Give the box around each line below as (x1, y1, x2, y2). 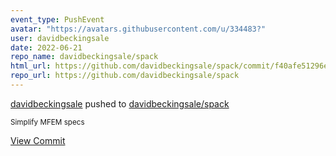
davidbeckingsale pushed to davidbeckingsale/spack (10, 97, 230, 110)
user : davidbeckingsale (10, 33, 110, 43)
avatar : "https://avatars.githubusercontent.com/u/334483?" (10, 24, 267, 34)
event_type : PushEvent (10, 14, 105, 25)
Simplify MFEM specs (10, 117, 85, 127)
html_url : (10, 61, 52, 71)
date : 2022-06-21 (10, 42, 83, 53)
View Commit (10, 134, 66, 146)
